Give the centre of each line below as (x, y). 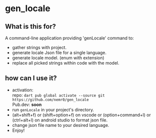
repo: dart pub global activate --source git (58, 95)
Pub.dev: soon (27, 104)
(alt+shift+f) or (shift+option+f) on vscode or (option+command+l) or (81, 115)
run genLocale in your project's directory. (53, 109)
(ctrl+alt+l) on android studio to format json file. (60, 120)
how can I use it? (31, 78)
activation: (22, 90)
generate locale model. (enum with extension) (58, 58)
